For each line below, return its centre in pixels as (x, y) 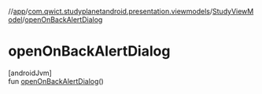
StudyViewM (233, 11)
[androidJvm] (30, 73)
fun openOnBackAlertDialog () (56, 81)
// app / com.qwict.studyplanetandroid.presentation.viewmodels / (111, 11)
